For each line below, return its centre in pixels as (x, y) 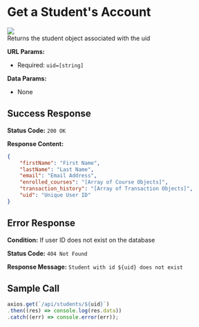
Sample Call (34, 288)
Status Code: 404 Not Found (47, 253)
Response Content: (36, 143)
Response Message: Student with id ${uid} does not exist (95, 267)
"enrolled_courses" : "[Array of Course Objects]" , (94, 182)
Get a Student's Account (79, 12)
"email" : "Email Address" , (58, 176)
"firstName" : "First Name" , (60, 163)
